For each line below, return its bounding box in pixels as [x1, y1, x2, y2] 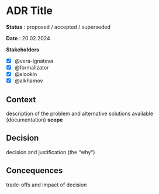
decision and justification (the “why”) [6, 148, 95, 155]
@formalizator [14, 64, 49, 71]
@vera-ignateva [14, 57, 54, 64]
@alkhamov [14, 77, 43, 84]
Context [6, 95, 36, 105]
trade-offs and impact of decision [6, 181, 87, 188]
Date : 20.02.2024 [6, 34, 51, 41]
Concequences [6, 165, 63, 176]
